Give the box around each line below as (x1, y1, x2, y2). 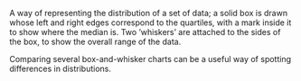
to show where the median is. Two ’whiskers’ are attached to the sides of (9, 27, 281, 37)
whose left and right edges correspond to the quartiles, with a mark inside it (9, 17, 292, 28)
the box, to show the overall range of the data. (9, 36, 182, 47)
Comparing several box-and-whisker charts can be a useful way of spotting (9, 54, 292, 64)
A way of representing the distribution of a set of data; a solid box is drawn (9, 8, 287, 18)
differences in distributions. (9, 63, 111, 74)
